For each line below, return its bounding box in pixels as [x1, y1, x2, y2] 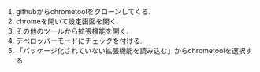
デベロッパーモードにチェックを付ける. [15, 36, 143, 45]
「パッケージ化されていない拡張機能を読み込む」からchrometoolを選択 [15, 46, 246, 55]
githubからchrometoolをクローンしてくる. [15, 7, 151, 16]
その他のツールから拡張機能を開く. [15, 27, 128, 35]
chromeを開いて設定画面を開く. [15, 16, 119, 26]
